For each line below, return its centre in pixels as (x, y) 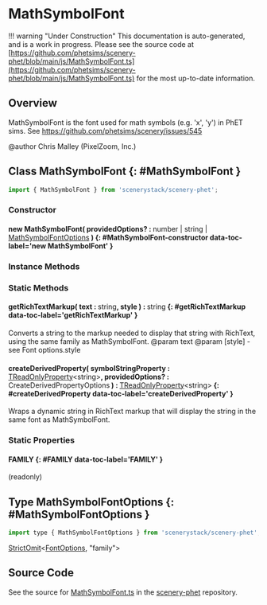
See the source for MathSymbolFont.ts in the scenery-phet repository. (123, 592)
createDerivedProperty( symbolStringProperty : (89, 368)
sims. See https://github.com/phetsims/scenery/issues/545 (105, 131)
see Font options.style (44, 350)
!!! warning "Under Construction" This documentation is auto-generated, (127, 36)
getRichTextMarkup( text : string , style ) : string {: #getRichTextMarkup (127, 306)
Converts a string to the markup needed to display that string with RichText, (132, 333)
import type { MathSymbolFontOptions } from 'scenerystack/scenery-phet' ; (135, 533)
